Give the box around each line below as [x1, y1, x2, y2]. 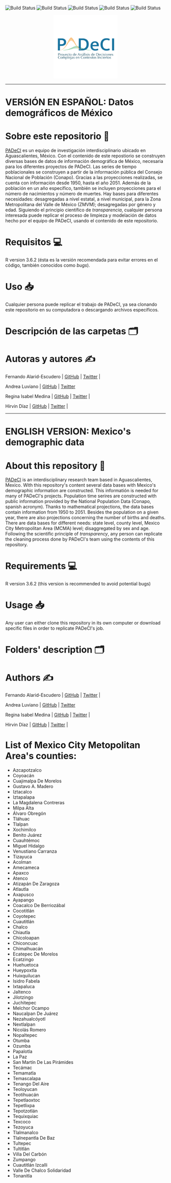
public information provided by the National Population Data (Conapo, [5, 498, 151, 504]
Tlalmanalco [12, 1130, 39, 1136]
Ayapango [12, 897, 34, 903]
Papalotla [12, 1049, 33, 1055]
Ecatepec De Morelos [12, 951, 59, 957]
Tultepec [12, 1140, 32, 1146]
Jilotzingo [12, 994, 34, 1000]
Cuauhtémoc [12, 837, 40, 843]
